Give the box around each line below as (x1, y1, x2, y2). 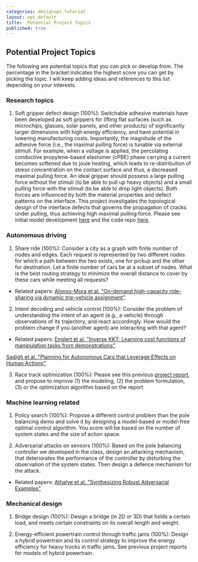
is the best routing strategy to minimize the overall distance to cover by (14, 269, 188, 277)
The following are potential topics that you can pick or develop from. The (6, 63, 183, 70)
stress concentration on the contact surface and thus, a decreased (14, 166, 178, 173)
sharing (14, 294, 34, 301)
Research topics (6, 96, 54, 104)
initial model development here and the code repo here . (14, 216, 150, 223)
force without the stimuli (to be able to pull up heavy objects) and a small (14, 178, 192, 186)
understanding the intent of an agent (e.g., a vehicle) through (14, 311, 164, 319)
